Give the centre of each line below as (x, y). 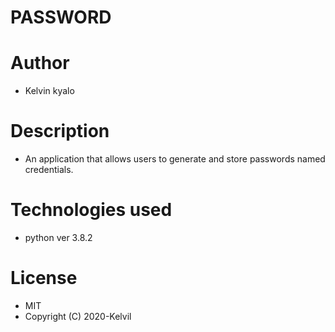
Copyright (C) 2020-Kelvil (78, 316)
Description (60, 131)
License (44, 278)
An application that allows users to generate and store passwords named (175, 159)
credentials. (49, 170)
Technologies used (91, 210)
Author (40, 63)
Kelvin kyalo (49, 91)
